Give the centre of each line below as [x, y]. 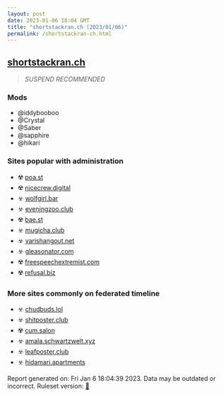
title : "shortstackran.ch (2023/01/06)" [68, 27]
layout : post [26, 14]
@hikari [29, 143]
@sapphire [33, 136]
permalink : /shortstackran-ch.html [60, 34]
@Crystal [31, 120]
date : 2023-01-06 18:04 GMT [49, 20]
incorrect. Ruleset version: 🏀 [48, 386]
